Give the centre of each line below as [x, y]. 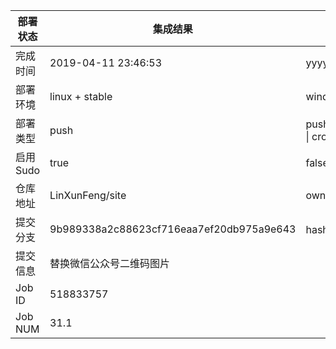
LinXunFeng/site [88, 195]
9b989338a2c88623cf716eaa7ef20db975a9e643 [173, 229]
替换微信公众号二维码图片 [110, 263]
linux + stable [81, 96]
